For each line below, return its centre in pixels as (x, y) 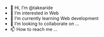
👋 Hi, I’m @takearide (32, 8)
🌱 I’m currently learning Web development (54, 18)
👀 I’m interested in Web (34, 13)
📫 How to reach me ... (34, 29)
